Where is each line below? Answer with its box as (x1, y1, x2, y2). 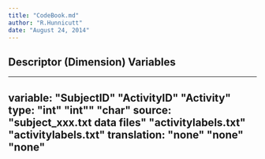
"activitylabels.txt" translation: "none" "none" (8, 128, 244, 142)
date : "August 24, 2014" (8, 26, 90, 34)
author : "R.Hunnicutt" (8, 19, 83, 27)
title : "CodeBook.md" (8, 11, 80, 20)
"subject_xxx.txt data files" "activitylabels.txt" (8, 116, 246, 129)
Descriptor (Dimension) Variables (8, 55, 176, 68)
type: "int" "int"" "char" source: (8, 103, 172, 116)
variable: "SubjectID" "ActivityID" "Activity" (8, 91, 231, 105)
